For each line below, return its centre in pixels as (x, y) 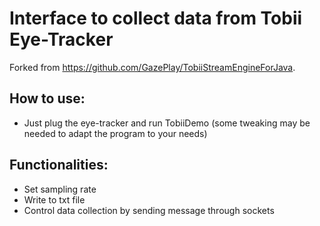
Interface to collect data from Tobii (156, 18)
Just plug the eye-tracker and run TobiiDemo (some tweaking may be (167, 123)
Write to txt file (54, 199)
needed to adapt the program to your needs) (115, 133)
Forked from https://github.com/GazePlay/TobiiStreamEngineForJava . (152, 67)
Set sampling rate (60, 189)
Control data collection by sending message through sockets (149, 210)
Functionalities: (59, 165)
